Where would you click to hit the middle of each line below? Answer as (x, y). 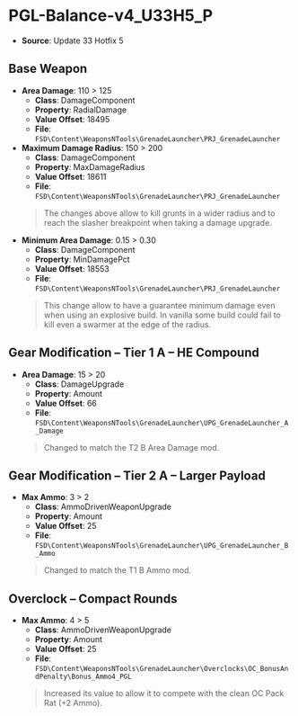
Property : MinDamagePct (83, 259)
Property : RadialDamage (81, 110)
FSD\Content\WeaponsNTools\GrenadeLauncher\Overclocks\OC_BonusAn (162, 669)
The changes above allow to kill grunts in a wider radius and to (159, 213)
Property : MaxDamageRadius (90, 166)
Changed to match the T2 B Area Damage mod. (131, 447)
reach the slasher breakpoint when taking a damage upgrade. (158, 222)
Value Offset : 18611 (70, 176)
